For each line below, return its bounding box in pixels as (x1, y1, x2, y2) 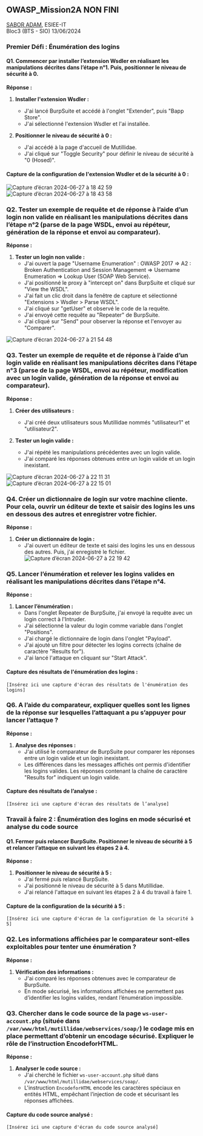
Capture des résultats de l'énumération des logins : (6, 668, 138, 675)
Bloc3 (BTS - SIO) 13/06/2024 (6, 27, 81, 35)
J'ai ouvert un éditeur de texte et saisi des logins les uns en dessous (24, 542, 195, 549)
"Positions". (24, 629, 53, 636)
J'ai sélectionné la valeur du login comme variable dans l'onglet (24, 622, 183, 629)
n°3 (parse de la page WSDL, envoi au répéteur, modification (6, 366, 188, 375)
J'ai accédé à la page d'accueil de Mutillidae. (24, 144, 138, 151)
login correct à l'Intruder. (24, 616, 86, 623)
